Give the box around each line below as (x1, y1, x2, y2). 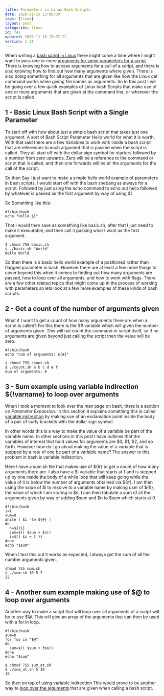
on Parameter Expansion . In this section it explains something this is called (5, 408, 156, 414)
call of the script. (5, 165, 39, 171)
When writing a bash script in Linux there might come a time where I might (5, 52, 155, 58)
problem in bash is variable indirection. (5, 454, 83, 460)
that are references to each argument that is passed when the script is (5, 144, 147, 150)
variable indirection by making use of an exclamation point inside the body (5, 414, 155, 419)
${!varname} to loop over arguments (5, 390, 119, 398)
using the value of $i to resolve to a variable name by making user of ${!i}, (5, 485, 155, 490)
